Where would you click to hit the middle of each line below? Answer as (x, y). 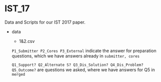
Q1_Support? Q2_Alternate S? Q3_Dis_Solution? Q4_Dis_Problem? (78, 65)
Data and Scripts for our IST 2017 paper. (45, 22)
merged (18, 74)
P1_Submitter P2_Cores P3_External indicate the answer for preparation (84, 51)
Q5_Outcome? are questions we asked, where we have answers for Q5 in (83, 70)
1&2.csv (27, 41)
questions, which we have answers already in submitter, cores (76, 56)
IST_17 (17, 9)
